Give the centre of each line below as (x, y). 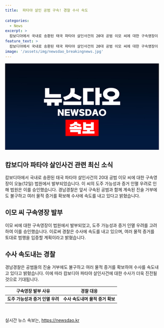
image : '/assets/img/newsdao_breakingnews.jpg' (54, 51)
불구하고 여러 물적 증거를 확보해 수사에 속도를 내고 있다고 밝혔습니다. (75, 196)
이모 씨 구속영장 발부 (34, 213)
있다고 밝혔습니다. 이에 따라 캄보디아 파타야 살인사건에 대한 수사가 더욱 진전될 (84, 273)
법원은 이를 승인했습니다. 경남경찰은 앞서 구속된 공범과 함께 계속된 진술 (77, 189)
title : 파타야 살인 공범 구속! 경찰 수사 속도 (47, 10)
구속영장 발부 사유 (33, 291)
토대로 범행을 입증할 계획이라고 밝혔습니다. (46, 237)
